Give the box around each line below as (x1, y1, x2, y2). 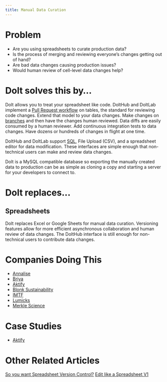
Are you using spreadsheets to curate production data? (12, 46, 127, 52)
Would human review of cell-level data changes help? (12, 67, 124, 73)
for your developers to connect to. (5, 169, 76, 175)
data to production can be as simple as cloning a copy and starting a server (5, 164, 161, 170)
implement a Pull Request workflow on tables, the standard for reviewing (5, 107, 155, 113)
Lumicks (12, 297, 30, 303)
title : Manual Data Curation (5, 7, 66, 13)
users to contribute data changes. (25, 236, 95, 242)
